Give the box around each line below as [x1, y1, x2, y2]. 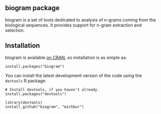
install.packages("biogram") [5, 64, 65, 69]
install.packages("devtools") [5, 91, 67, 96]
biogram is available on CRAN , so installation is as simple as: [5, 54, 127, 60]
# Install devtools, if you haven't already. [5, 87, 99, 92]
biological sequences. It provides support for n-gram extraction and [5, 22, 142, 28]
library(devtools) [5, 100, 43, 105]
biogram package [5, 4, 60, 12]
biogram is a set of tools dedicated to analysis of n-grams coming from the [5, 17, 156, 23]
